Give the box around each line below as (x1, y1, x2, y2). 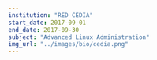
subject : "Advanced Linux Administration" (8, 33, 150, 41)
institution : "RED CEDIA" (8, 11, 93, 19)
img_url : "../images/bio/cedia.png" (8, 41, 129, 48)
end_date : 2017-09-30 (8, 26, 80, 34)
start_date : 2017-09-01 (8, 19, 87, 26)
